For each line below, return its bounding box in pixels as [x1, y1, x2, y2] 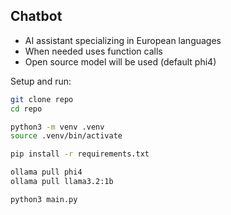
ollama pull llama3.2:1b [10, 177, 114, 187]
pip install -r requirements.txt [10, 149, 150, 159]
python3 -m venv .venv [10, 122, 105, 132]
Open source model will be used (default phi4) [24, 55, 217, 68]
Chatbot [10, 8, 63, 25]
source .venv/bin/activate [10, 131, 123, 141]
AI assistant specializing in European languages [24, 34, 222, 46]
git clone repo [10, 94, 74, 104]
